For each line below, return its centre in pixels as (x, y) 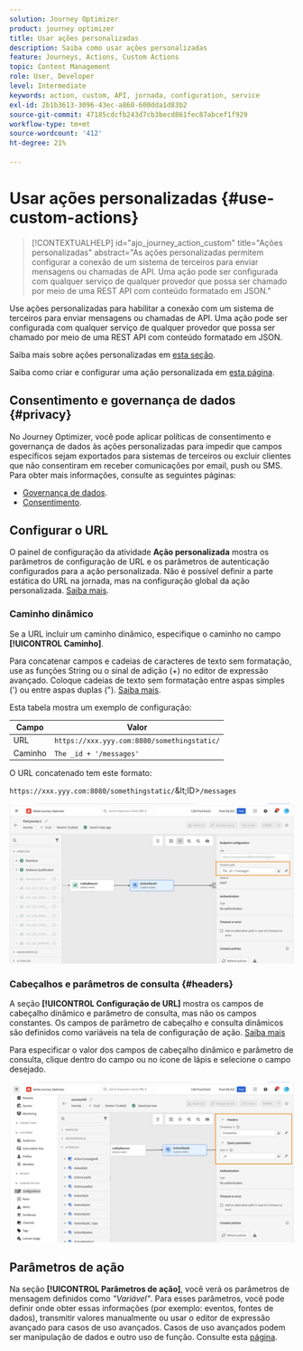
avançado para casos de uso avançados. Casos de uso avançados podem (147, 1327)
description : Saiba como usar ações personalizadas (108, 48)
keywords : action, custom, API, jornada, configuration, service (134, 95)
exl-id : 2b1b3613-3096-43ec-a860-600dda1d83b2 (98, 105)
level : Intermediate (48, 86)
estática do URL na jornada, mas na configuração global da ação (130, 581)
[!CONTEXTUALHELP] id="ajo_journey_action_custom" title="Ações (157, 242)
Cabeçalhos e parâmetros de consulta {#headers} (121, 984)
